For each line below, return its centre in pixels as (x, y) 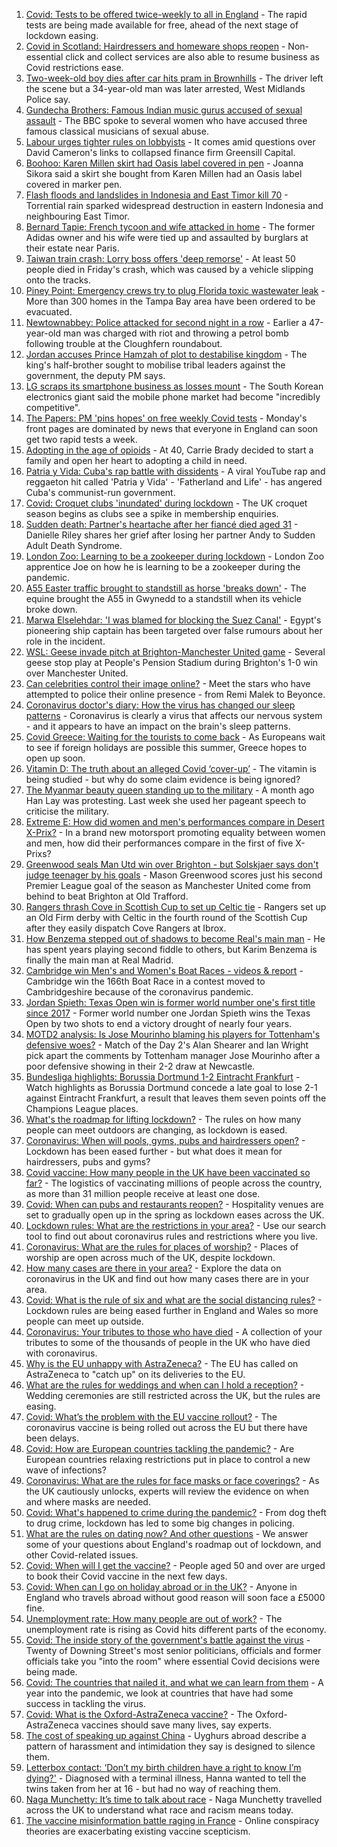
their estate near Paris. (72, 248)
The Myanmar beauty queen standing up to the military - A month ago (170, 790)
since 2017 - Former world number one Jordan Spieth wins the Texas (168, 1013)
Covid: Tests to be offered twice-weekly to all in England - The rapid (166, 14)
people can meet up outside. (84, 1321)
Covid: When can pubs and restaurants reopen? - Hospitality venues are (174, 1204)
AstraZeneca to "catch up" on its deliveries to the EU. (135, 1374)
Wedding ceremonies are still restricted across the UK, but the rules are (173, 1395)
